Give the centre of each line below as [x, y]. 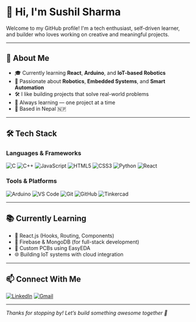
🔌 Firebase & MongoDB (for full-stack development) [77, 242]
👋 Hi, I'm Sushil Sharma [64, 12]
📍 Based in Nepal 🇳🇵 [40, 108]
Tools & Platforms [32, 181]
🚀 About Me [28, 58]
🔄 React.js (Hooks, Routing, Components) [64, 235]
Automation [29, 87]
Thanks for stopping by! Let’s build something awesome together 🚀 [87, 313]
